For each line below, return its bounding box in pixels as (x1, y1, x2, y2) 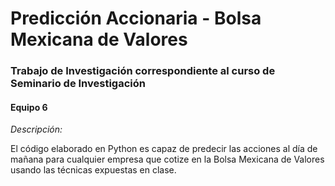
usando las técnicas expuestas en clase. (10, 164, 177, 176)
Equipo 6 (10, 101, 48, 113)
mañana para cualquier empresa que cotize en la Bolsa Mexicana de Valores (10, 153, 325, 166)
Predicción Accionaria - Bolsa (10, 7, 262, 30)
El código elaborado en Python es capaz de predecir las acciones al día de (10, 143, 318, 155)
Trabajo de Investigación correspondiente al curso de (10, 64, 276, 78)
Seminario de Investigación (10, 77, 146, 91)
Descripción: (10, 123, 63, 136)
